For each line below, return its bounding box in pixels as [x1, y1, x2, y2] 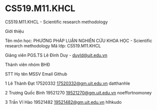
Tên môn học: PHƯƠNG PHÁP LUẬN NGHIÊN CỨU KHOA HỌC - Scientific [5, 37, 152, 44]
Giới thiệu [5, 28, 24, 34]
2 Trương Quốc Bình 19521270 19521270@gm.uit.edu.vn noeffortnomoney [5, 90, 152, 95]
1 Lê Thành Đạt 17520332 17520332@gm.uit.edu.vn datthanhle [5, 80, 130, 86]
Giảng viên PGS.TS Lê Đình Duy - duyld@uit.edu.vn [5, 52, 108, 58]
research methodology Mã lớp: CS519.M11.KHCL [5, 43, 101, 48]
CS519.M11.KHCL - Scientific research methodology [5, 19, 108, 25]
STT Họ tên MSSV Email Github [5, 71, 68, 77]
